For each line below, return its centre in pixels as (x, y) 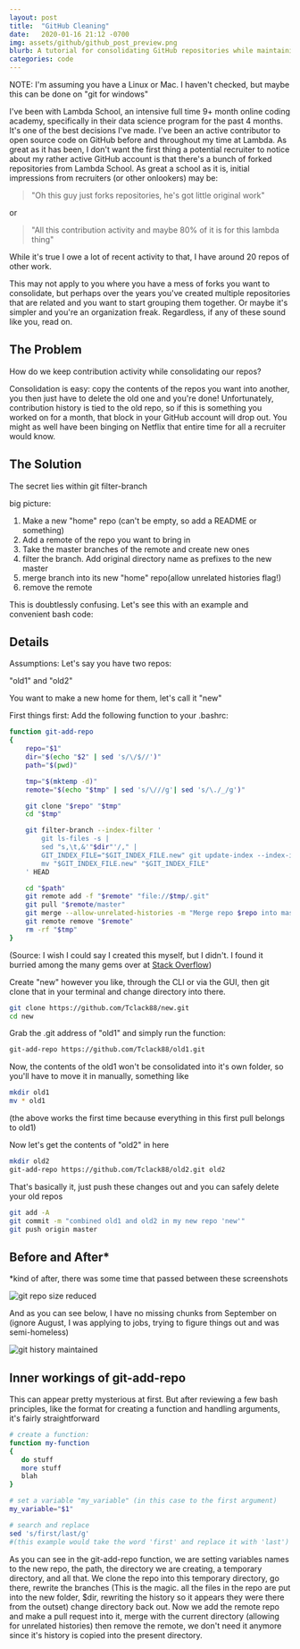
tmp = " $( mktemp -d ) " (62, 781)
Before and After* (59, 1257)
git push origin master (54, 1229)
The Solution (46, 465)
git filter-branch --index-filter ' (94, 830)
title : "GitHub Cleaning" (59, 26)
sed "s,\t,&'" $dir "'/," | (90, 847)
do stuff (37, 1459)
